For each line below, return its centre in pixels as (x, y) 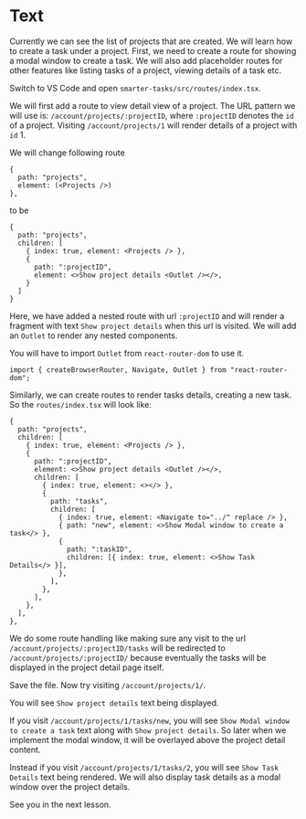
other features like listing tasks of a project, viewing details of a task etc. (146, 70)
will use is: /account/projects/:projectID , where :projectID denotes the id (152, 115)
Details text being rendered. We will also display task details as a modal (145, 777)
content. (25, 750)
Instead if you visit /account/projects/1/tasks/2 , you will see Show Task (144, 767)
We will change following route (67, 153)
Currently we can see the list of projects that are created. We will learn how (151, 41)
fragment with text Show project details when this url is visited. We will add (153, 325)
